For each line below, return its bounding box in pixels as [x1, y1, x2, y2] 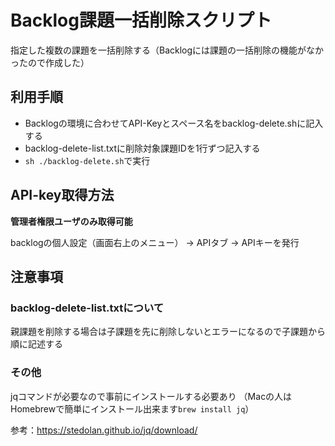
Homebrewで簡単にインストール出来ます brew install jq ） [10, 402, 255, 415]
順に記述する [10, 338, 63, 350]
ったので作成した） [10, 56, 90, 68]
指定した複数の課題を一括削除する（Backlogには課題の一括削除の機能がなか [10, 44, 325, 56]
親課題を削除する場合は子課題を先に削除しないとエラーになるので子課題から [10, 326, 326, 338]
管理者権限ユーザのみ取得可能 [10, 215, 133, 227]
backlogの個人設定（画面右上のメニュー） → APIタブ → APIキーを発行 [10, 236, 300, 248]
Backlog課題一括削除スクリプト [10, 9, 272, 32]
